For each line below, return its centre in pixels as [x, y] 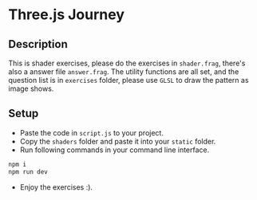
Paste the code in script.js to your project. [91, 132]
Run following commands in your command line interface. [115, 150]
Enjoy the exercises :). [56, 187]
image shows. [31, 88]
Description [38, 44]
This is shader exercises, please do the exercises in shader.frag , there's [127, 63]
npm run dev [28, 172]
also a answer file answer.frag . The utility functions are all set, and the [124, 72]
